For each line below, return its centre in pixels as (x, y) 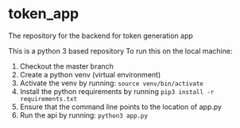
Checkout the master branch (66, 66)
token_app (44, 14)
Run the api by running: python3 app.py (84, 115)
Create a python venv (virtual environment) (90, 74)
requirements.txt (48, 99)
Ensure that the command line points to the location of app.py (121, 107)
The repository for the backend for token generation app (101, 36)
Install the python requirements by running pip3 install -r (117, 91)
